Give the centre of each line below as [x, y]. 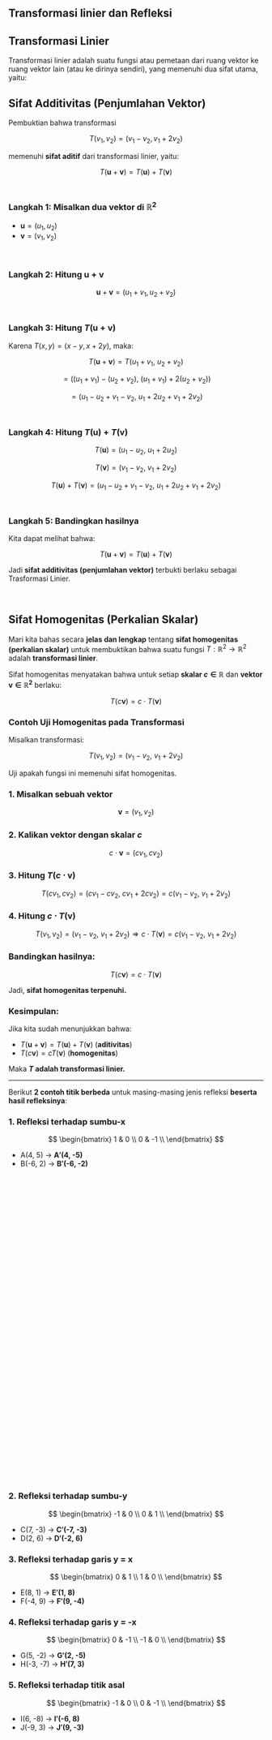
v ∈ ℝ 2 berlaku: [35, 685]
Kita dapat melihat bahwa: [52, 538]
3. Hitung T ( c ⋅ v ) [42, 875]
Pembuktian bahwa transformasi [62, 123]
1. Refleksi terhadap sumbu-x [67, 1122]
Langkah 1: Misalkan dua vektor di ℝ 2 [83, 206]
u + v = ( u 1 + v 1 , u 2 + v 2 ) [136, 293]
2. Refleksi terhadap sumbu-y [68, 1496]
